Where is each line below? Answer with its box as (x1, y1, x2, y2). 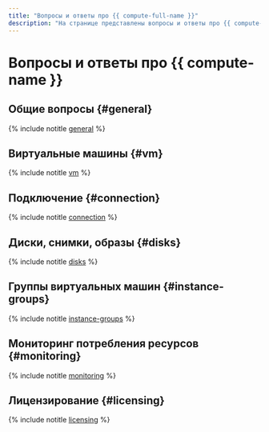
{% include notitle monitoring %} (8, 370, 116, 380)
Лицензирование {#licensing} (8, 394, 166, 407)
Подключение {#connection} (8, 191, 160, 205)
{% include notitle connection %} (8, 213, 118, 222)
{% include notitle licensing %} (8, 415, 110, 425)
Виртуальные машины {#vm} (8, 146, 163, 160)
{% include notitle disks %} (8, 257, 98, 266)
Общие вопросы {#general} (8, 102, 153, 116)
